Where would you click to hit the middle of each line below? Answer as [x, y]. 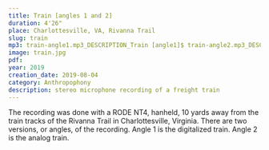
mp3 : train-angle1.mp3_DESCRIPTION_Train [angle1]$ [96, 45]
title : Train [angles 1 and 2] [60, 16]
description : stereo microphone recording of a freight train [114, 90]
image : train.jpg [37, 53]
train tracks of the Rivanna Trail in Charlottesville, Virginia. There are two [128, 121]
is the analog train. [39, 138]
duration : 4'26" [35, 23]
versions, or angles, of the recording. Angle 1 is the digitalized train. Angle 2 [133, 129]
